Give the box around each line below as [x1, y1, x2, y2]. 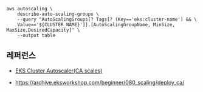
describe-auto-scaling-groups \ [17, 11, 99, 17]
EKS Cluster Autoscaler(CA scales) [15, 67, 103, 74]
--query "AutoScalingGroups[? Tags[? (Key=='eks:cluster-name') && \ [17, 16, 198, 23]
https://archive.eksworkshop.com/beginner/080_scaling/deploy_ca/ [15, 79, 185, 86]
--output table [17, 32, 56, 38]
